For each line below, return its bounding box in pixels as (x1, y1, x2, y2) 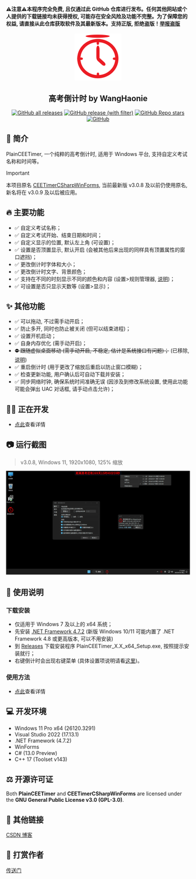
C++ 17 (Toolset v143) (14, 756, 68, 763)
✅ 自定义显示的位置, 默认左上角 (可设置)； (14, 238, 116, 245)
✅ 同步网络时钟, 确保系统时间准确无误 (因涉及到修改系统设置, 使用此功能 (14, 378, 188, 385)
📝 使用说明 (6, 587, 44, 597)
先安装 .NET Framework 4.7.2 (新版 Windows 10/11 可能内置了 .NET (14, 628, 175, 635)
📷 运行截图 (6, 439, 47, 449)
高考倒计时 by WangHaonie (48, 94, 148, 103)
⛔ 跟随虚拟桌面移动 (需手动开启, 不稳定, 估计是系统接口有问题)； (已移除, (14, 347, 190, 354)
